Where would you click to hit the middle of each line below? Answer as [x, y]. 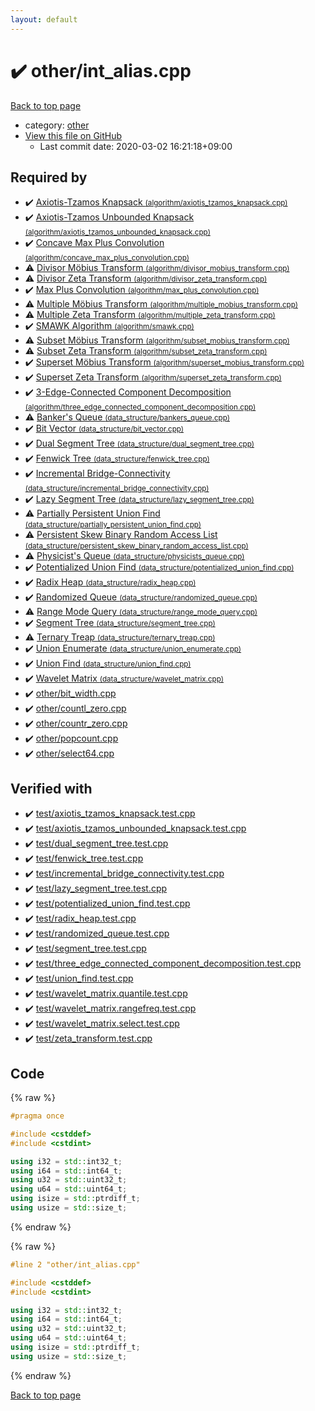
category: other [57, 125]
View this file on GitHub [73, 135]
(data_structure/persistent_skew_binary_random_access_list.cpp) [136, 546]
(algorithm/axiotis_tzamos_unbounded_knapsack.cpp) [117, 232]
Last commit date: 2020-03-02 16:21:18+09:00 [136, 146]
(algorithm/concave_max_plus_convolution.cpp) [107, 258]
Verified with [51, 788]
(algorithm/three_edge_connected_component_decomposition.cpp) [140, 407]
